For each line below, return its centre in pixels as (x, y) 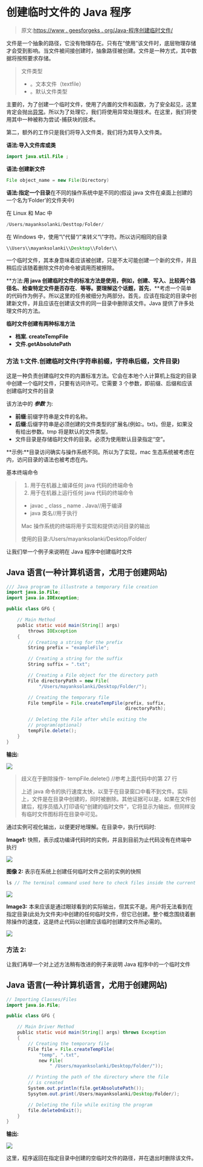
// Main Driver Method (46, 1027)
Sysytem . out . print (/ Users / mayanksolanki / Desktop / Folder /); (104, 1094)
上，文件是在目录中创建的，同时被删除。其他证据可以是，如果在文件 (106, 799)
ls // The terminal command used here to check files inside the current (101, 882)
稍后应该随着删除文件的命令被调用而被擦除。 (62, 268)
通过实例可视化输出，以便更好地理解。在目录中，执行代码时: (81, 827)
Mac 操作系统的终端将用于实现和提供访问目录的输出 (85, 526)
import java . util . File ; (37, 156)
